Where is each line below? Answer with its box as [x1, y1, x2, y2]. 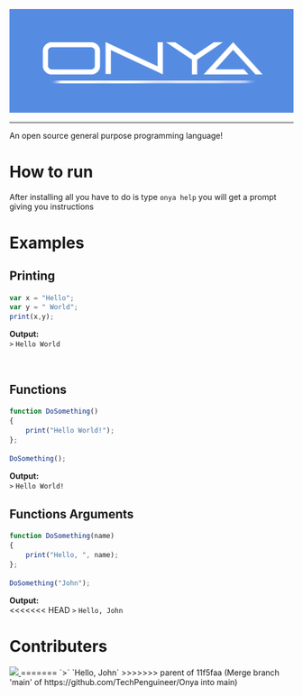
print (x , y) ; [9, 312, 54, 322]
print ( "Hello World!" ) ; [25, 426, 115, 435]
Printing [9, 269, 56, 284]
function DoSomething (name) [9, 532, 115, 541]
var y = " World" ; [9, 303, 78, 312]
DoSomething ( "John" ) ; [9, 579, 91, 588]
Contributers [9, 636, 108, 657]
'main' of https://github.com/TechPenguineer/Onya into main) [9, 677, 238, 688]
